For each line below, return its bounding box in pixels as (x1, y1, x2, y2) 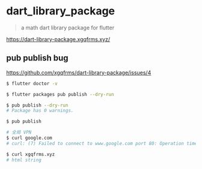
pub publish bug (6, 53, 69, 64)
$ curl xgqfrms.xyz (6, 151, 55, 157)
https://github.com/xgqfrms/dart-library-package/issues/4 (6, 69, 151, 76)
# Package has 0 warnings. (6, 108, 74, 114)
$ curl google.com (6, 135, 52, 141)
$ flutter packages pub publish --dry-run (6, 91, 114, 97)
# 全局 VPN (6, 129, 32, 135)
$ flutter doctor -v (6, 80, 58, 86)
